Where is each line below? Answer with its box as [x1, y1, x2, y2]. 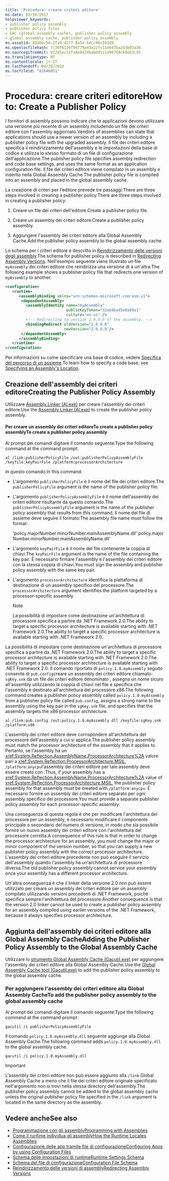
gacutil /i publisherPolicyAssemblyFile [5, 1024, 92, 1030]
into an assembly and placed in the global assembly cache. [5, 177, 128, 183]
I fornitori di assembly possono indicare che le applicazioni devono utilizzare [5, 117, 164, 124]
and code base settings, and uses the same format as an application [5, 160, 147, 167]
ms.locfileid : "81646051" [5, 69, 60, 74]
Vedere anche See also [5, 1114, 77, 1122]
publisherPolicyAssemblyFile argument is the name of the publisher [12, 504, 154, 511]
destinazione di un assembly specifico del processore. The [12, 582, 134, 588]
